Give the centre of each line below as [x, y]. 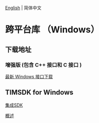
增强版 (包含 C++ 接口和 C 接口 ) [44, 65]
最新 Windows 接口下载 [29, 76]
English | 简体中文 [23, 8]
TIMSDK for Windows [39, 92]
